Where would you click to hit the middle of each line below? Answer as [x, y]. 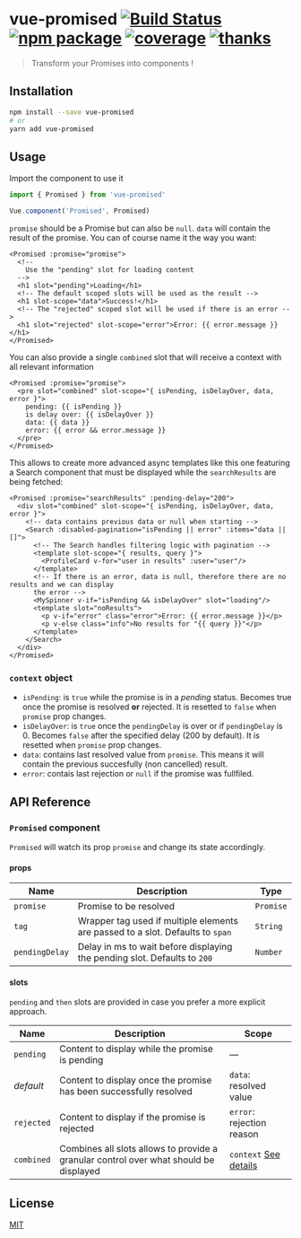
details [244, 1165]
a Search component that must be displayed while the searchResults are [143, 472]
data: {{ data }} [58, 422]
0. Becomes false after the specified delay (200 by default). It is [141, 735]
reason [244, 1134]
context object [41, 678]
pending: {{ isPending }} [74, 407]
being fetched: [36, 481]
